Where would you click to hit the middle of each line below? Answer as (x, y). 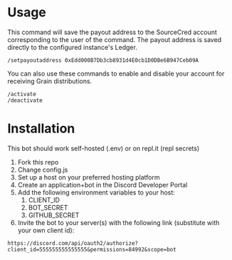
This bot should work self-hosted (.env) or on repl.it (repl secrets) (104, 148)
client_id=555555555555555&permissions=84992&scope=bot (92, 249)
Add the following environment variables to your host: (96, 192)
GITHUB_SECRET (54, 215)
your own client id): (46, 230)
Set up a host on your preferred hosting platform (89, 177)
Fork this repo (38, 162)
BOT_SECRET (48, 207)
